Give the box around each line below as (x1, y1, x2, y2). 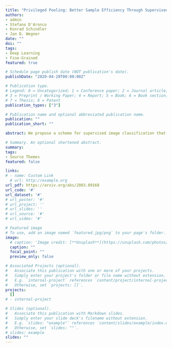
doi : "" (5, 41, 22, 46)
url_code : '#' (5, 187, 36, 193)
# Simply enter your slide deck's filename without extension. (5, 316, 147, 321)
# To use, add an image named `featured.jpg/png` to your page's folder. (5, 230, 166, 235)
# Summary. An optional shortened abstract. (5, 140, 102, 145)
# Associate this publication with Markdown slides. (5, 311, 125, 316)
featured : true (5, 60, 38, 65)
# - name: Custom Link (5, 173, 54, 178)
